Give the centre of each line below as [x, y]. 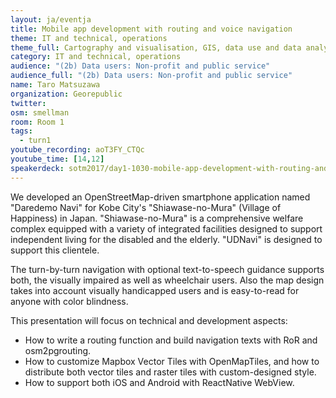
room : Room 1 [37, 122]
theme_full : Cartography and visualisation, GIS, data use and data [156, 47]
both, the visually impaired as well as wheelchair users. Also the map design [167, 280]
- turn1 [35, 141]
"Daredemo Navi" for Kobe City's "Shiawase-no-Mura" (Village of [146, 207]
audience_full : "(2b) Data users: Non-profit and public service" [151, 76]
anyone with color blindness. [69, 301]
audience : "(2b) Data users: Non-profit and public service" [140, 66]
